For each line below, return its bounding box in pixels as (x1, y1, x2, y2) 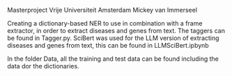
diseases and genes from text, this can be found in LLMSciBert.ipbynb (7, 41, 209, 49)
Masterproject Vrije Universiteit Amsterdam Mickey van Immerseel (7, 6, 197, 14)
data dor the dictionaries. (7, 62, 79, 70)
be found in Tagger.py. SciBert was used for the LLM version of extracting (7, 34, 219, 42)
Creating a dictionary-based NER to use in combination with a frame (7, 19, 203, 27)
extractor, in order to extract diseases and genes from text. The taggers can (7, 27, 225, 35)
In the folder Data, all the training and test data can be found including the (7, 55, 219, 63)
